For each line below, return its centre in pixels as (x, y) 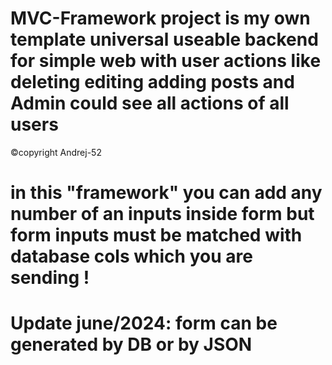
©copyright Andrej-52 (56, 152)
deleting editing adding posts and (152, 82)
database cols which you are (131, 256)
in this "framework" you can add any (166, 193)
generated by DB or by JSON (131, 344)
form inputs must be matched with (156, 235)
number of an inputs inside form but (162, 214)
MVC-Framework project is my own (160, 18)
